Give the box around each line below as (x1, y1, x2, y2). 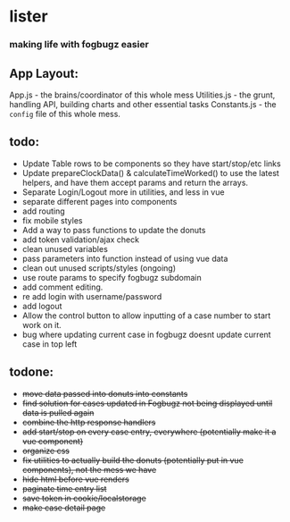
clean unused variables (21, 243, 109, 254)
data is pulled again (21, 407, 95, 417)
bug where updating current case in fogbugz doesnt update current (21, 329, 271, 340)
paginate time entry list (21, 483, 107, 493)
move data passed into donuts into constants (21, 388, 188, 399)
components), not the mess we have (21, 464, 157, 475)
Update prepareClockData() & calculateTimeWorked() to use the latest (21, 167, 279, 178)
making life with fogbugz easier (9, 38, 149, 51)
